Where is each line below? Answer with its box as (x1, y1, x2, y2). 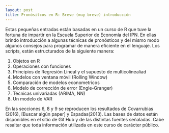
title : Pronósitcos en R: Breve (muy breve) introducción (5, 12, 131, 17)
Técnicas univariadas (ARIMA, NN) (12, 90, 86, 96)
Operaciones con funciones (12, 63, 71, 69)
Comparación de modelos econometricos (12, 79, 100, 86)
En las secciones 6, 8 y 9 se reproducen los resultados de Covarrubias (5, 105, 154, 112)
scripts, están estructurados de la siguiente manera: (5, 48, 115, 54)
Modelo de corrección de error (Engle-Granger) (12, 85, 113, 91)
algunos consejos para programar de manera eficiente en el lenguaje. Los (5, 42, 160, 48)
